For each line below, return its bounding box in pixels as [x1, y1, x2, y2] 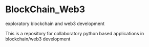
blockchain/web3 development [5, 36, 71, 42]
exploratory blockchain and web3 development [5, 20, 105, 27]
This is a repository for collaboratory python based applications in [5, 30, 144, 36]
